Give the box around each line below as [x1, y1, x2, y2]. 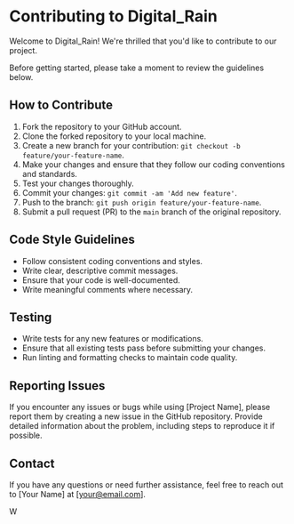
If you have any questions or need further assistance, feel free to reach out [9, 480, 284, 490]
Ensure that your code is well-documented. [21, 274, 180, 286]
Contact [9, 455, 55, 471]
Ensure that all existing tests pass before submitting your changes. [21, 343, 266, 353]
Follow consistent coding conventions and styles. [21, 255, 203, 266]
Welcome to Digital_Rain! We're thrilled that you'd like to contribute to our [9, 36, 277, 46]
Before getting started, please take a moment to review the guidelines [9, 62, 265, 73]
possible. [9, 430, 43, 441]
